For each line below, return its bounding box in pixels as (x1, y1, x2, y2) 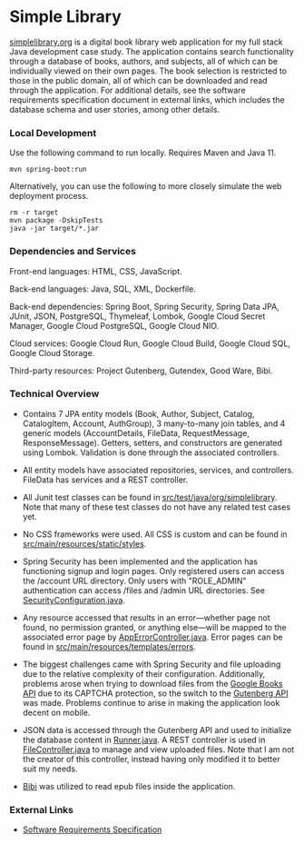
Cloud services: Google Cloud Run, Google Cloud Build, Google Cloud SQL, (9, 338, 290, 349)
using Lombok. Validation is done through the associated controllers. (22, 447, 279, 458)
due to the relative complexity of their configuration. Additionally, (22, 668, 266, 679)
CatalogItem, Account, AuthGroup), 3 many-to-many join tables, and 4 (22, 418, 286, 429)
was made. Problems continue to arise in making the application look (22, 697, 280, 708)
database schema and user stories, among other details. (9, 104, 221, 114)
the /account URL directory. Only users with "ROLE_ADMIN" (22, 575, 247, 586)
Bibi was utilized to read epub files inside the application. (22, 780, 236, 791)
